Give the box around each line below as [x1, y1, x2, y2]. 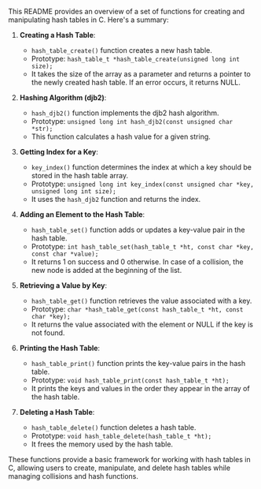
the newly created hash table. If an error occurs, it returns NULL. [31, 78, 241, 87]
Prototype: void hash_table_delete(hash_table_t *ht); [31, 431, 212, 440]
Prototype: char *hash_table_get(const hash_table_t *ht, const [31, 304, 244, 314]
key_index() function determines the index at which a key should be [31, 162, 252, 172]
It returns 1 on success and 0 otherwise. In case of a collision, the [31, 257, 244, 267]
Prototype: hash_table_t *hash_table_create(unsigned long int [31, 54, 241, 63]
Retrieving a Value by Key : [19, 281, 108, 290]
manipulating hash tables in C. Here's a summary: [8, 15, 169, 24]
